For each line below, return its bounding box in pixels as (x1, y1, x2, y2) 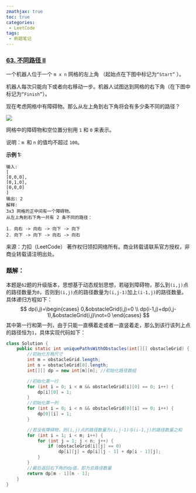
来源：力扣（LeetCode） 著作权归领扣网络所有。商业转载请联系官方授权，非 (6, 243, 190, 250)
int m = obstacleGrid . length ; (27, 357, 101, 363)
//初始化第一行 (27, 378, 59, 384)
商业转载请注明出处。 (6, 250, 57, 258)
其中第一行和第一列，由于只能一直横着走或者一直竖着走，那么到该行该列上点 (6, 321, 191, 328)
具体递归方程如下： (6, 295, 53, 302)
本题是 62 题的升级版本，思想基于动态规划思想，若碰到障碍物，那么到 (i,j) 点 (6, 281, 189, 288)
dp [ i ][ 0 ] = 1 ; (37, 389, 72, 395)
